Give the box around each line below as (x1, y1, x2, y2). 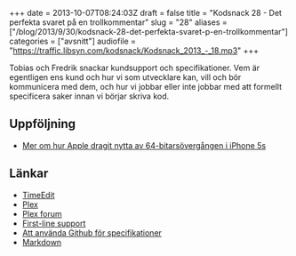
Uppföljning (9, 116, 76, 132)
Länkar (9, 166, 49, 181)
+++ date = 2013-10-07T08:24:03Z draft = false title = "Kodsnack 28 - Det (9, 8, 283, 18)
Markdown (21, 236, 62, 247)
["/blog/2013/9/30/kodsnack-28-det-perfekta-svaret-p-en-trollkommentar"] (9, 27, 289, 36)
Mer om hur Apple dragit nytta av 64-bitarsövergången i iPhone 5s (21, 140, 267, 150)
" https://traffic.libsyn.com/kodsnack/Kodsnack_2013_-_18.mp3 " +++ (9, 45, 260, 56)
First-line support (21, 218, 86, 228)
